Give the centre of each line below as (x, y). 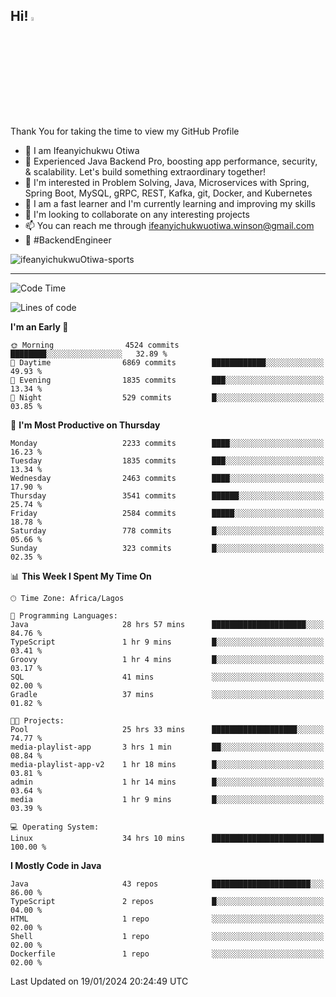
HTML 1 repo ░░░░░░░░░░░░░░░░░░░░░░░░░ (167, 919)
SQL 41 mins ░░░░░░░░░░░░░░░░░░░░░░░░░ (167, 677)
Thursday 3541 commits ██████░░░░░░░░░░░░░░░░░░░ (167, 495)
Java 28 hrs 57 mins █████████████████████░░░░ (167, 624)
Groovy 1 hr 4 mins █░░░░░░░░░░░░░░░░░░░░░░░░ (167, 659)
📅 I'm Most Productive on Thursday (85, 425)
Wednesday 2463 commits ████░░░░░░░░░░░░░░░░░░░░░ (167, 478)
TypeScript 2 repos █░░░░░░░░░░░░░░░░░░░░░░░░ (167, 901)
